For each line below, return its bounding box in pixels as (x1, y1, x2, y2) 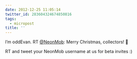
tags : (5, 16, 16, 21)
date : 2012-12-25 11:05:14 (5, 7, 61, 12)
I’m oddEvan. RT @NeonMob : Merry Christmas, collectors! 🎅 (5, 39, 129, 45)
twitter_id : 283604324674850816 (5, 12, 72, 17)
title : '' (5, 26, 26, 30)
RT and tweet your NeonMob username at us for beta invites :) (5, 49, 133, 55)
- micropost (9, 21, 35, 26)
